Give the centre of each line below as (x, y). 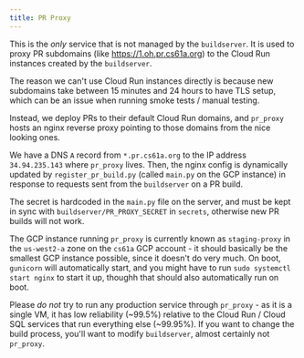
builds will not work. (47, 220)
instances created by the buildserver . (81, 63)
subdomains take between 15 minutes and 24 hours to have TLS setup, (143, 90)
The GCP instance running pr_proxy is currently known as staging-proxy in (150, 239)
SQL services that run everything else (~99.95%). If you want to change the (152, 323)
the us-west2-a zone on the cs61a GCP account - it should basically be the (149, 248)
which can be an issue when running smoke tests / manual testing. (135, 100)
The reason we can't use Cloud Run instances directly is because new (142, 81)
